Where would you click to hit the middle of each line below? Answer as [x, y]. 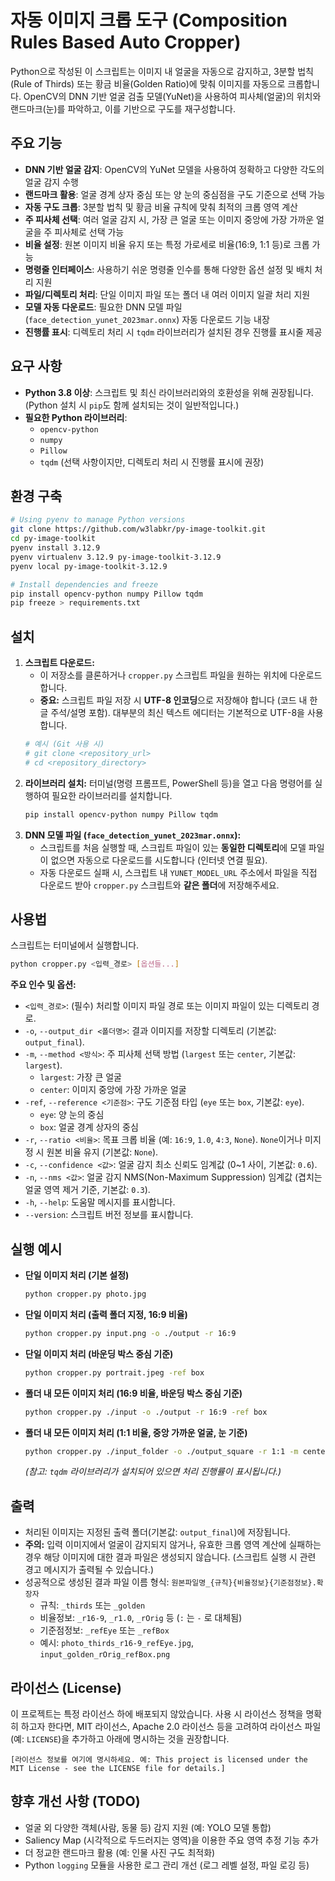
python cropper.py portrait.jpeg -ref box [114, 1372]
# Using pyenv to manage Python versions [98, 520]
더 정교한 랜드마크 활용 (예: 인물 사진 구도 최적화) [120, 1852]
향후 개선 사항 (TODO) [75, 1801]
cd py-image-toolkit [53, 539]
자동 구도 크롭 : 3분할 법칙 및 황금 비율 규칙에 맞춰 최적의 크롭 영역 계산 [161, 207]
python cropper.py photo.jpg [85, 1294]
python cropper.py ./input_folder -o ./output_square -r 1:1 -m [161, 1451]
